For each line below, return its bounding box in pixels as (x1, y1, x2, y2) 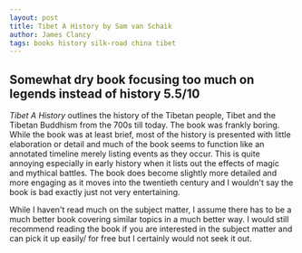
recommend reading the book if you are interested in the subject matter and (9, 223, 293, 235)
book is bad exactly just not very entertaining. (9, 187, 180, 198)
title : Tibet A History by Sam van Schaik (9, 22, 172, 31)
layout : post (9, 13, 59, 23)
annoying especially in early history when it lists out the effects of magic (9, 158, 279, 169)
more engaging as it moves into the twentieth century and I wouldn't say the (9, 177, 294, 188)
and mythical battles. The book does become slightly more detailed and (9, 168, 278, 179)
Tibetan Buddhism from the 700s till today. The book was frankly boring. (9, 119, 280, 131)
